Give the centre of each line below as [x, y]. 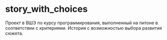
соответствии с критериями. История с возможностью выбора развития [83, 28]
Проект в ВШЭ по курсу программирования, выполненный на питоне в [81, 23]
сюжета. [14, 33]
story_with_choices [46, 9]
